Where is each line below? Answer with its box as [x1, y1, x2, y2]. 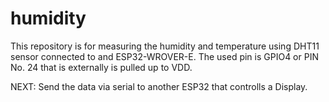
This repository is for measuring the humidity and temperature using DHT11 [10, 40, 320, 52]
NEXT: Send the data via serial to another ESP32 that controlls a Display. [10, 80, 308, 92]
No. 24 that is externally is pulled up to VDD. [10, 61, 193, 73]
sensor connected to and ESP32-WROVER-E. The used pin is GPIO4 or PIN [10, 50, 319, 62]
